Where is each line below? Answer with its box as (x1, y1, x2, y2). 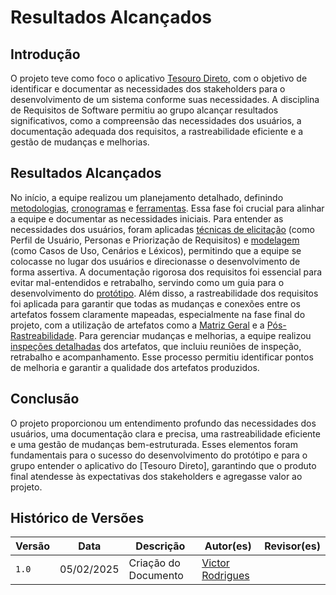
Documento (128, 569, 184, 583)
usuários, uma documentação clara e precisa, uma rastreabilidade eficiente (10, 427, 321, 440)
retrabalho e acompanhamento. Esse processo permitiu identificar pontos (10, 351, 314, 363)
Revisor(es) (264, 539, 321, 553)
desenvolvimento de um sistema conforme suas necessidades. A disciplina (10, 94, 320, 105)
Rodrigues (201, 569, 250, 583)
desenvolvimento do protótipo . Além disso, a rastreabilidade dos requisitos (10, 287, 319, 299)
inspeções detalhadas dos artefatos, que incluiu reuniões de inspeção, (10, 340, 302, 352)
